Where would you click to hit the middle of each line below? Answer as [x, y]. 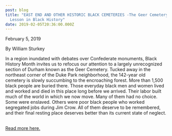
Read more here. [23, 128]
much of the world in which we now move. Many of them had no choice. [81, 97]
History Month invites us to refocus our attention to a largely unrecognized [84, 64]
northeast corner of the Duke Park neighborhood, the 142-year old [76, 75]
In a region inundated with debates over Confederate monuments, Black [81, 59]
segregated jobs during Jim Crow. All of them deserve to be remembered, [83, 107]
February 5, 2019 [23, 39]
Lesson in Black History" [38, 19]
